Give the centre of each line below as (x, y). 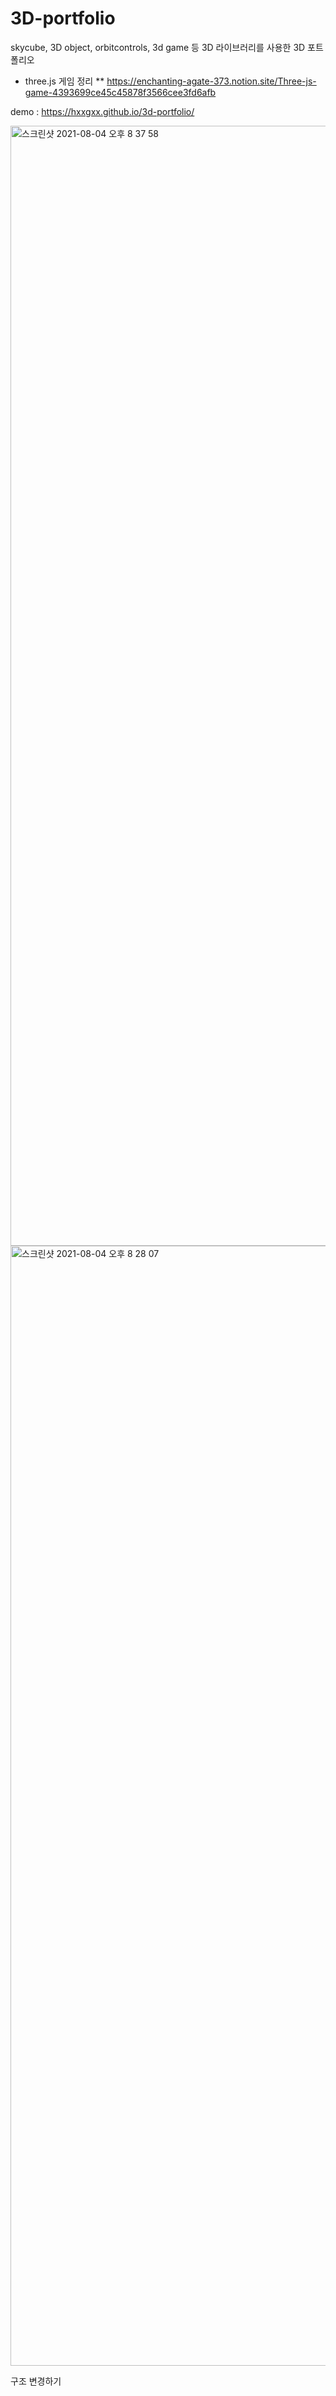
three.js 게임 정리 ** (64, 81)
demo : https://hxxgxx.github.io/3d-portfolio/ (102, 111)
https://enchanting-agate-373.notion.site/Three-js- (211, 81)
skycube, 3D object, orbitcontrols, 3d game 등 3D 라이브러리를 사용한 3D (158, 47)
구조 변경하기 (36, 2381)
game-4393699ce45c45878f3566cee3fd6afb (120, 92)
